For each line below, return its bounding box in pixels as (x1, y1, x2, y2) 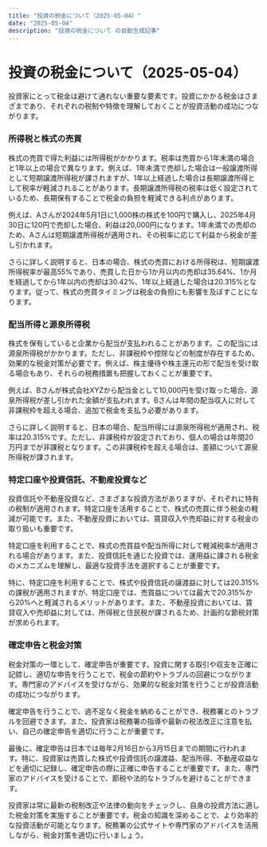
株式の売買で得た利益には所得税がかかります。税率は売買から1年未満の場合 (8, 153, 255, 162)
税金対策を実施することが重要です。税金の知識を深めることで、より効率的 (14, 810, 259, 820)
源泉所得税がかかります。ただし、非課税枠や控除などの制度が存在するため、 (8, 348, 259, 358)
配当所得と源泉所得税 (8, 319, 90, 330)
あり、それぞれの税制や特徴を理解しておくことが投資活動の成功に (29, 101, 245, 111)
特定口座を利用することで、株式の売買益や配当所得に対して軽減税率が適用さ (8, 541, 259, 551)
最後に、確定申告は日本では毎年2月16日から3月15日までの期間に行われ (8, 743, 241, 753)
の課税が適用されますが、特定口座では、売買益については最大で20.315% (8, 588, 246, 598)
